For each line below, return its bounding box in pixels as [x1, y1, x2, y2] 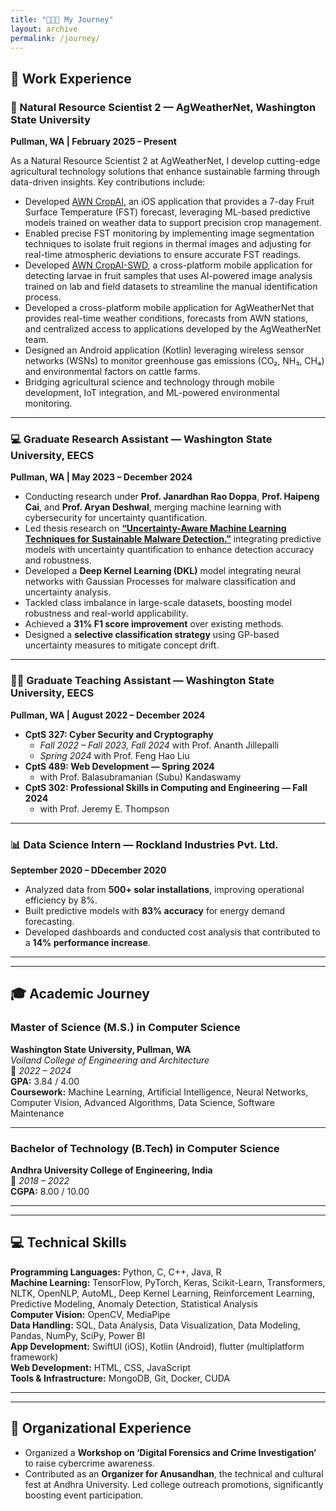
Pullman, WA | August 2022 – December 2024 [10, 709, 206, 721]
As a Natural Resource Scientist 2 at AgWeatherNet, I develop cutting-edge [10, 155, 321, 167]
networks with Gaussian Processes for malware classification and [24, 576, 296, 588]
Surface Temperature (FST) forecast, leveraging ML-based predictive [24, 206, 311, 218]
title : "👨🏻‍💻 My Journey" [10, 14, 114, 25]
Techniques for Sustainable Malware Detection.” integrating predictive [24, 533, 322, 545]
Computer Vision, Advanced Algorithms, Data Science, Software [10, 1096, 275, 1108]
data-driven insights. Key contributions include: [10, 176, 206, 188]
